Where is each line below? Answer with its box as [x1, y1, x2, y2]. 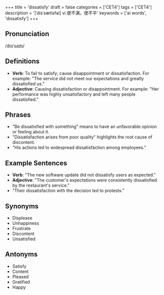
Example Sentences [5, 159, 67, 167]
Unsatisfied [12, 236, 36, 242]
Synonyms [5, 202, 39, 210]
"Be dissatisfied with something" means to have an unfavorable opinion [12, 124, 157, 130]
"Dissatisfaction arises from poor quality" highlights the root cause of [12, 134, 153, 140]
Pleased [12, 273, 29, 280]
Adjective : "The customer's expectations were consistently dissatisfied [12, 177, 157, 183]
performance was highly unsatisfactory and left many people [12, 91, 136, 97]
